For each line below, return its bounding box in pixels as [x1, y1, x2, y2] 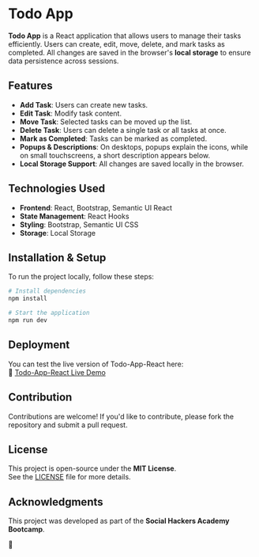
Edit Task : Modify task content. [19, 108, 122, 118]
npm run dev [8, 316, 47, 324]
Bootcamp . [8, 525, 45, 534]
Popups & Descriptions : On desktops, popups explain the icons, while [19, 142, 249, 151]
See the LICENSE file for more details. [8, 472, 132, 482]
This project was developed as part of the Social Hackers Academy [8, 516, 230, 526]
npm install [8, 294, 47, 303]
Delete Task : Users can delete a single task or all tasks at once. [19, 125, 227, 135]
